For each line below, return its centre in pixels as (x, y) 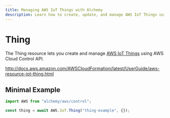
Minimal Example (33, 90)
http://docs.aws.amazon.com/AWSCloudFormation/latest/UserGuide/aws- (82, 69)
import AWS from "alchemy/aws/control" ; (49, 101)
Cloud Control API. (25, 59)
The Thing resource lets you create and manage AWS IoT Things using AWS (84, 53)
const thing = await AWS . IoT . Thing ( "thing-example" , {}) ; (68, 111)
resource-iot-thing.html (30, 74)
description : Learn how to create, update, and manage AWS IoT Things (81, 15)
